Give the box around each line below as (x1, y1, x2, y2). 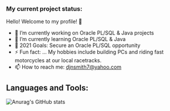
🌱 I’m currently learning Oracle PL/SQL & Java (14, 36, 126, 43)
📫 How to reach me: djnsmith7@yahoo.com (14, 63, 122, 70)
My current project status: (6, 5, 83, 13)
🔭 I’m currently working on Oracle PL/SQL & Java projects (14, 29, 154, 36)
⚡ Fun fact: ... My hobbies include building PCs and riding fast (14, 49, 164, 56)
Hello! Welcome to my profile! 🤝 (6, 18, 83, 25)
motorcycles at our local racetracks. (14, 57, 102, 64)
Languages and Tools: (6, 83, 89, 93)
